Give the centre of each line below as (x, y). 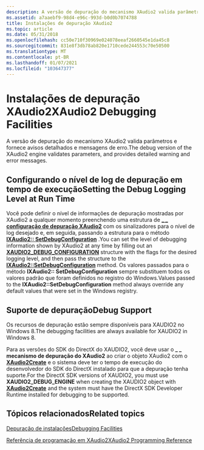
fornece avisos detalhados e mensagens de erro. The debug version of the (99, 148)
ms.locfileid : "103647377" (40, 68)
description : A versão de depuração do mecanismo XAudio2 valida (90, 12)
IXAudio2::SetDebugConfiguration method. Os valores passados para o (98, 265)
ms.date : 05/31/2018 (32, 35)
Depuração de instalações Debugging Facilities (64, 428)
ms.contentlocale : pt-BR (38, 57)
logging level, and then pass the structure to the (66, 258)
